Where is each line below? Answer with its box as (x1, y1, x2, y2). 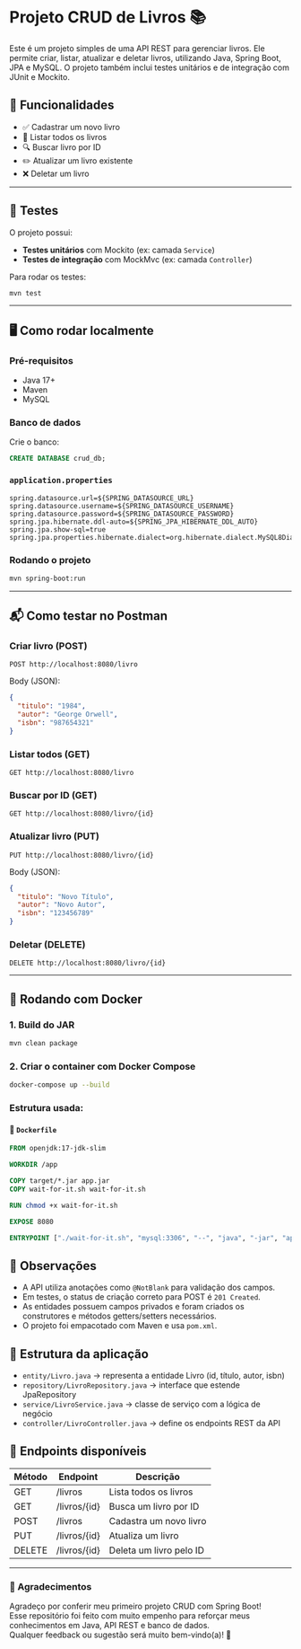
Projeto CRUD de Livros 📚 (9, 7, 207, 28)
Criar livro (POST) (9, 639, 88, 652)
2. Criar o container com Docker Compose (9, 1060, 196, 1072)
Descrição (135, 1470, 181, 1483)
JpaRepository (21, 1389, 77, 1399)
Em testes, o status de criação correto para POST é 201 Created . (21, 1292, 262, 1302)
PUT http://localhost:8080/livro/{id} (9, 851, 154, 860)
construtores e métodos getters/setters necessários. (21, 1310, 217, 1321)
